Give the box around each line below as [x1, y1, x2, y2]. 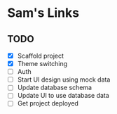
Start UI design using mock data [17, 75, 111, 84]
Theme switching [17, 60, 68, 68]
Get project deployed [17, 99, 79, 108]
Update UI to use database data [17, 91, 110, 100]
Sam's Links [7, 5, 79, 21]
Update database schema [17, 83, 92, 92]
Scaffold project [17, 51, 64, 60]
